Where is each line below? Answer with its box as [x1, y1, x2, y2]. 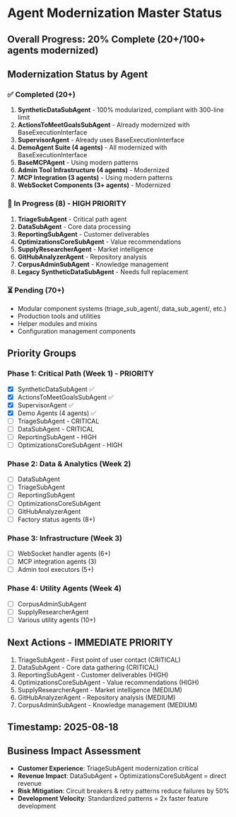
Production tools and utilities [17, 312, 101, 320]
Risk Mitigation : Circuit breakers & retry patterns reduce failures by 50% [17, 787, 230, 795]
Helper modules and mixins [17, 319, 98, 327]
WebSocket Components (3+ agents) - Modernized [17, 181, 171, 189]
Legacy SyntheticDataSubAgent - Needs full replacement [17, 267, 189, 276]
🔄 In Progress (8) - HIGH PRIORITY [7, 198, 127, 208]
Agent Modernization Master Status [7, 5, 223, 21]
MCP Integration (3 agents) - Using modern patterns [17, 174, 173, 182]
